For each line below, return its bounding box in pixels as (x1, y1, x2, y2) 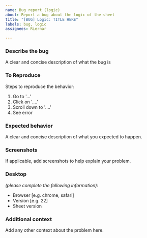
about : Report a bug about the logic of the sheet (5, 12, 115, 17)
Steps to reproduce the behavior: (5, 83, 75, 90)
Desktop (5, 171, 27, 178)
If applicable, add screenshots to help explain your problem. (5, 158, 131, 164)
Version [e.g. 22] (12, 197, 48, 203)
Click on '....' (12, 99, 39, 105)
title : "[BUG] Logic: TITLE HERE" (5, 17, 79, 22)
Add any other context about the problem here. (5, 227, 104, 233)
